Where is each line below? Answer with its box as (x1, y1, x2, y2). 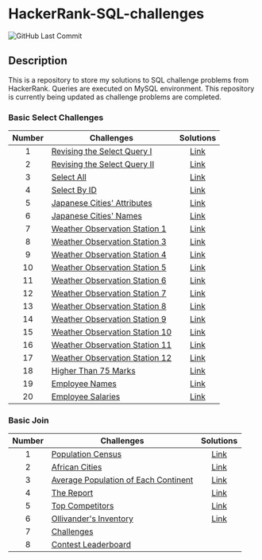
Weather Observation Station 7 (51, 288, 167, 299)
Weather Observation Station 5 (51, 262, 167, 273)
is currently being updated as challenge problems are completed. (8, 92, 222, 102)
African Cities (51, 462, 102, 473)
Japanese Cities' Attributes (51, 198, 152, 209)
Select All (51, 172, 87, 183)
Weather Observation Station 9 (51, 314, 167, 325)
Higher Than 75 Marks (51, 365, 137, 377)
